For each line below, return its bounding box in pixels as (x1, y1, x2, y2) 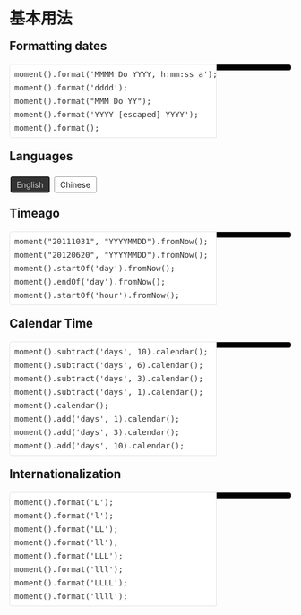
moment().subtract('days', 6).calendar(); (14, 360, 204, 370)
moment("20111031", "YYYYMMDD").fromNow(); (14, 236, 209, 246)
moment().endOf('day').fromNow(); (14, 277, 166, 286)
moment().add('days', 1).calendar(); (14, 414, 181, 423)
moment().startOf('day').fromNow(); (14, 263, 176, 273)
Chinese (59, 179, 91, 190)
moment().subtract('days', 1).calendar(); (14, 387, 204, 397)
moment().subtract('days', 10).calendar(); (14, 346, 209, 356)
